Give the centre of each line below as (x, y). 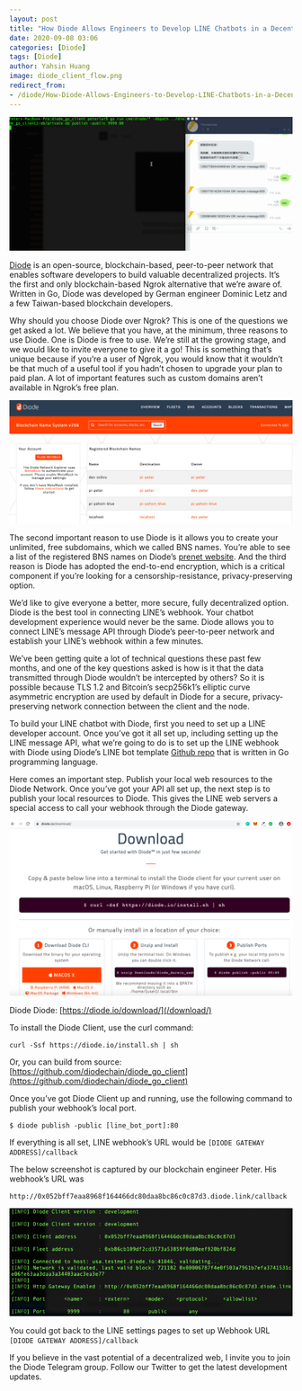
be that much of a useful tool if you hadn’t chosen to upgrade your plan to (146, 368)
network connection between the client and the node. (150, 706)
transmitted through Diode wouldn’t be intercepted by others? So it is (137, 677)
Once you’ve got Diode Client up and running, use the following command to (151, 1099)
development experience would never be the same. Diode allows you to (142, 621)
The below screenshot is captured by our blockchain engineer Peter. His (143, 1170)
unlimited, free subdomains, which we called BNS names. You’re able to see (150, 547)
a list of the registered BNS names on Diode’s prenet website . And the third (148, 557)
